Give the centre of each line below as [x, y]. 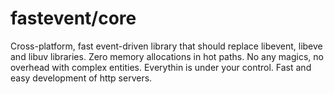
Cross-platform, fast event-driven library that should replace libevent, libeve [166, 46]
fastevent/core [73, 18]
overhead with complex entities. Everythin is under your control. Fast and [161, 67]
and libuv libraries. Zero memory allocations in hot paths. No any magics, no [167, 56]
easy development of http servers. [81, 78]
